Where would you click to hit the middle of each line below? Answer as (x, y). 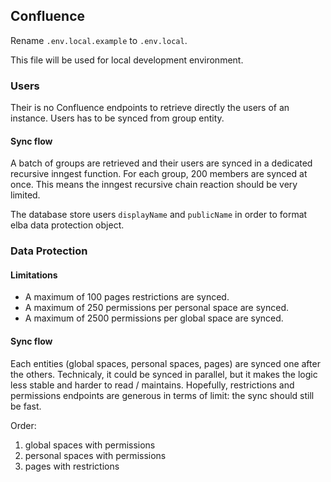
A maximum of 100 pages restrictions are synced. (127, 297)
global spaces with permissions (90, 445)
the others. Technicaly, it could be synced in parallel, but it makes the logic (164, 374)
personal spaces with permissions (95, 455)
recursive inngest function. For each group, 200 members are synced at (159, 174)
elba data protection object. (67, 225)
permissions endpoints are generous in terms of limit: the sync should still (162, 395)
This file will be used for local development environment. (127, 60)
